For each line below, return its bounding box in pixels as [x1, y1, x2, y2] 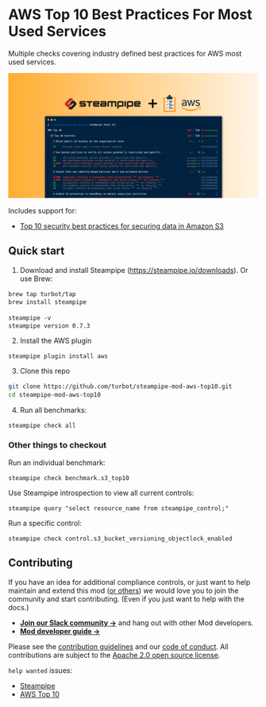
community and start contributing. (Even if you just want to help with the [8, 594, 245, 604]
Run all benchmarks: [19, 405, 87, 414]
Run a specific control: [8, 518, 82, 528]
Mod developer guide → [19, 626, 101, 636]
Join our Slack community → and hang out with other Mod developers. [19, 617, 254, 628]
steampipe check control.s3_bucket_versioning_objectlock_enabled [8, 534, 233, 543]
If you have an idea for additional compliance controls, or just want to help [8, 577, 251, 586]
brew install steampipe [8, 298, 87, 306]
